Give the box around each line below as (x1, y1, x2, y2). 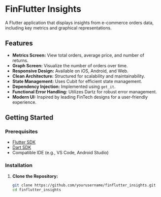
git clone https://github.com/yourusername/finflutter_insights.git (12, 183, 156, 188)
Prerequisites (5, 128, 38, 135)
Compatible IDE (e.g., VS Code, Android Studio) (12, 150, 109, 156)
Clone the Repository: (12, 173, 58, 179)
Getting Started (5, 113, 54, 122)
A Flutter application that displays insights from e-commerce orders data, (5, 20, 154, 26)
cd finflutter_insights (12, 187, 62, 192)
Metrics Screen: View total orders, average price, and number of (12, 52, 144, 58)
